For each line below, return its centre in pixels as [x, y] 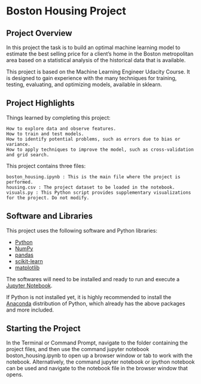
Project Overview [39, 33]
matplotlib [27, 267]
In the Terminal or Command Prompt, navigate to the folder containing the [97, 343]
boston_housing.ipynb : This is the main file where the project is [93, 177]
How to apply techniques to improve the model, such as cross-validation [100, 150]
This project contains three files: [46, 166]
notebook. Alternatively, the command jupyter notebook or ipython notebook [100, 362]
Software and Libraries [50, 216]
